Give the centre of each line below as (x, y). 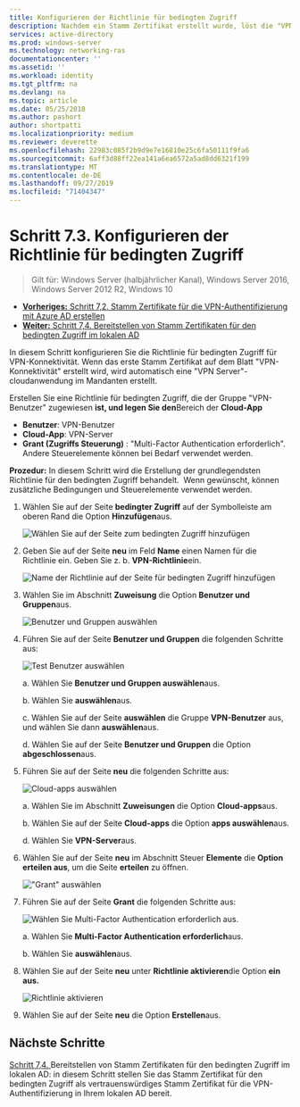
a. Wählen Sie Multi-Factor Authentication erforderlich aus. (133, 936)
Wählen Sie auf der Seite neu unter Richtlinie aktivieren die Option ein (151, 970)
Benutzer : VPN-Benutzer (68, 424)
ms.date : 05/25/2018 (48, 109)
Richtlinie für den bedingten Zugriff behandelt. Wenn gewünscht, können (144, 479)
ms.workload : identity (51, 76)
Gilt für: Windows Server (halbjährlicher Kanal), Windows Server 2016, (160, 279)
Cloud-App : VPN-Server (67, 434)
